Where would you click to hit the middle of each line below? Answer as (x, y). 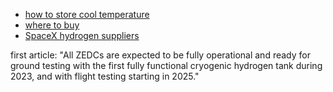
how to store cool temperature (87, 14)
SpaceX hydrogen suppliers (82, 35)
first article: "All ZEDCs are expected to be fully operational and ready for (160, 55)
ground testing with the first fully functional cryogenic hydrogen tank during (166, 65)
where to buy (52, 25)
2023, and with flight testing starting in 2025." (105, 76)
